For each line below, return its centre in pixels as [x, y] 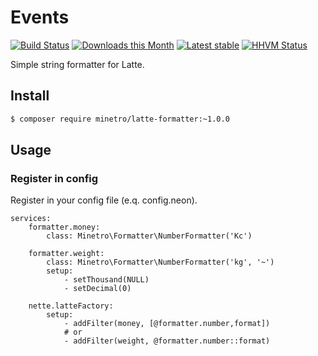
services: [31, 219]
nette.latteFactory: [71, 306]
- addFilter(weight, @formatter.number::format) [167, 341]
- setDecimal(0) [97, 289]
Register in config [54, 178]
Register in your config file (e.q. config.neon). [104, 200]
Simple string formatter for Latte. [77, 64]
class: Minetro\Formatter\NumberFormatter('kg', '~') [160, 262]
